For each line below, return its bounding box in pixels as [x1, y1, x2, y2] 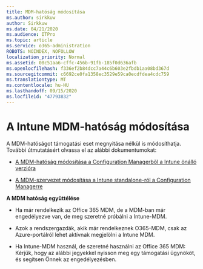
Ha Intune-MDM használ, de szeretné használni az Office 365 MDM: [15, 242, 186, 250]
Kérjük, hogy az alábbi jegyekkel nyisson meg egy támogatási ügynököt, [15, 249, 196, 256]
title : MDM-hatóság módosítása [6, 9, 85, 15]
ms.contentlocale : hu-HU [6, 83, 69, 89]
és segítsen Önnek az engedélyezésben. [15, 256, 117, 263]
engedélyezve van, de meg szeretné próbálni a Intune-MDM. [15, 213, 167, 220]
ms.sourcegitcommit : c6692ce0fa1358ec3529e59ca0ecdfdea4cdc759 [6, 71, 170, 77]
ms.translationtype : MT [6, 77, 67, 83]
